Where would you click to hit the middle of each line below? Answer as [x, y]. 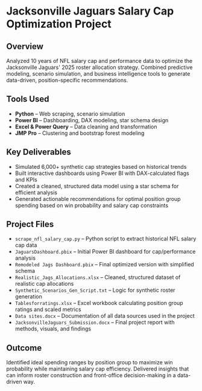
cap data [26, 245]
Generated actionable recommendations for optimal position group [98, 199]
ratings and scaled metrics [48, 309]
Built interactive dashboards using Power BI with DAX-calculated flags [102, 173]
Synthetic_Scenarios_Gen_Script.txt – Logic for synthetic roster [95, 290]
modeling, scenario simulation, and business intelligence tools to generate [98, 74]
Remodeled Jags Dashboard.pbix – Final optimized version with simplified [104, 264]
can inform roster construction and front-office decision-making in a [91, 375]
